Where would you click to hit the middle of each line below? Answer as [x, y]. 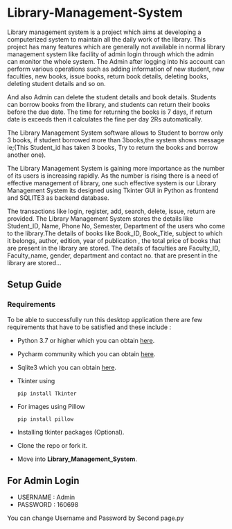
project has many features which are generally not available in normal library [116, 47]
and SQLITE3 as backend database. [58, 198]
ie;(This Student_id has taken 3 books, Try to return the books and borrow [113, 147]
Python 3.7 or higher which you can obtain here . [86, 340]
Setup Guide [35, 285]
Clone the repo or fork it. [52, 445]
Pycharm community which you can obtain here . [86, 354]
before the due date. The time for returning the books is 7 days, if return [110, 112]
